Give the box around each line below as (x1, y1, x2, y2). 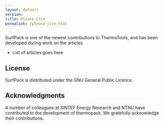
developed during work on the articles (5, 40, 83, 46)
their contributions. (5, 115, 44, 121)
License (5, 64, 30, 72)
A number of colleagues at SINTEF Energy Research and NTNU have (5, 105, 145, 111)
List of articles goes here (12, 50, 63, 56)
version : (5, 12, 23, 17)
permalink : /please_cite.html (5, 21, 68, 26)
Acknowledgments (5, 91, 65, 100)
